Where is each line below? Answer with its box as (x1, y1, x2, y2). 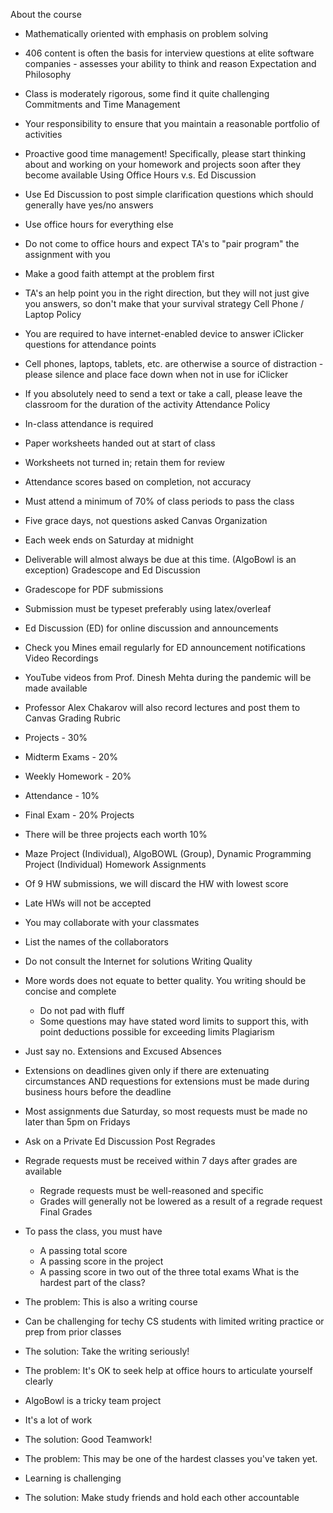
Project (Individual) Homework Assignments (24, 859, 207, 870)
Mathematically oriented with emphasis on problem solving (24, 28, 268, 39)
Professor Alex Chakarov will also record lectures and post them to (24, 702, 301, 713)
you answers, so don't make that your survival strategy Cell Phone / (24, 298, 305, 309)
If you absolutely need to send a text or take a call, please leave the (24, 388, 303, 399)
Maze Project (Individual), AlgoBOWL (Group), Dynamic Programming (24, 848, 312, 859)
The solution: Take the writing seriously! (24, 1345, 190, 1357)
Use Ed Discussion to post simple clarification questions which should (24, 189, 314, 200)
